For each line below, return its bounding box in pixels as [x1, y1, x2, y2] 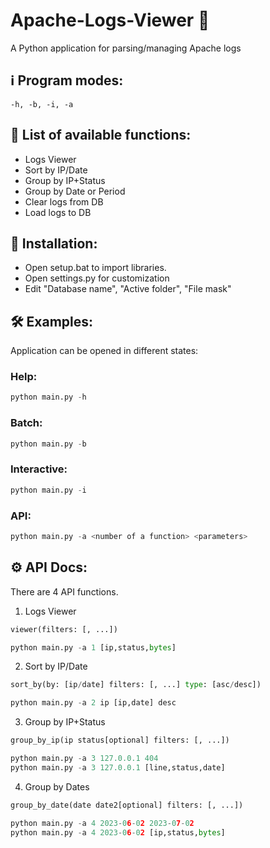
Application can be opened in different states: [10, 345, 199, 357]
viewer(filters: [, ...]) [10, 624, 118, 634]
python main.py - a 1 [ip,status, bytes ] [10, 642, 177, 653]
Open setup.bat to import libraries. [24, 262, 167, 274]
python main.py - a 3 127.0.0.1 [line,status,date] [10, 762, 226, 773]
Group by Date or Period [24, 185, 126, 197]
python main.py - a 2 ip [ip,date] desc [10, 698, 177, 708]
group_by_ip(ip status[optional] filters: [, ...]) [10, 735, 230, 746]
